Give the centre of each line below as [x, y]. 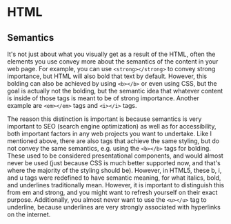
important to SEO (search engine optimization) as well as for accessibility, [112, 126]
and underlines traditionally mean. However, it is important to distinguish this [116, 185]
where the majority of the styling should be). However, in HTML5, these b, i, [114, 170]
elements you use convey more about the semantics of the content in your [113, 62]
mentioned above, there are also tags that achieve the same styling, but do [113, 141]
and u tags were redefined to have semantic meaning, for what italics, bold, [114, 178]
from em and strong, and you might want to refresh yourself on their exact [112, 192]
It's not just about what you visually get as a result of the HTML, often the [111, 54]
